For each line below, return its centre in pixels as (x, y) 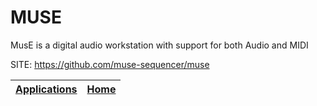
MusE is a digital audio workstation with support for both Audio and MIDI (159, 45)
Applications (46, 89)
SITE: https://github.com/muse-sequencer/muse (110, 64)
